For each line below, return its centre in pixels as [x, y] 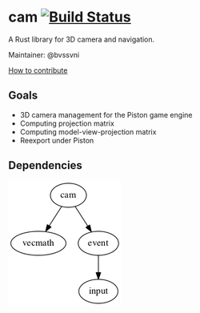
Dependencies [45, 165]
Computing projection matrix [67, 123]
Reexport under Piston [57, 140]
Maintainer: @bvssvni [44, 54]
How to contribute [38, 70]
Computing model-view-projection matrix [88, 131]
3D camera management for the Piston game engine [106, 114]
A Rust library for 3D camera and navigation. [82, 39]
